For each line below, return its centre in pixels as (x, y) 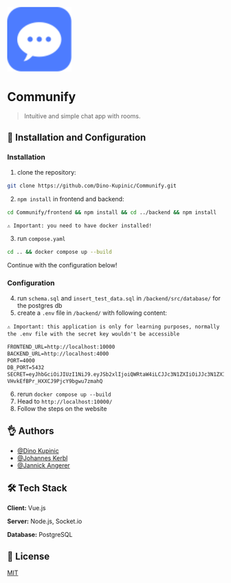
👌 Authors (31, 431)
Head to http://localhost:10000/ (65, 401)
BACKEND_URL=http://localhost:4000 (58, 353)
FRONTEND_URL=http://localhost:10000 (61, 346)
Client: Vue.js (26, 508)
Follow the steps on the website (62, 408)
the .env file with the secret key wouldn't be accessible (93, 334)
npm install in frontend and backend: (70, 199)
